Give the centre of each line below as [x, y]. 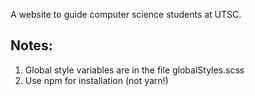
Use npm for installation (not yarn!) [96, 80]
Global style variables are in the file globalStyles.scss [134, 70]
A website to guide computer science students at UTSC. [126, 14]
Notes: [31, 45]
